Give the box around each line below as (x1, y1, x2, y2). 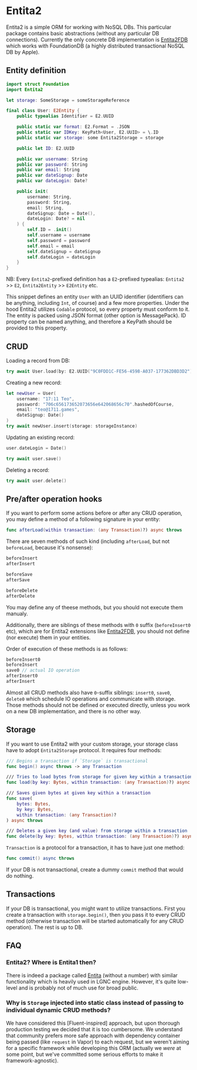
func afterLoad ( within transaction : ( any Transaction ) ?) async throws (6, 527, 182, 533)
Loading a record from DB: (6, 357, 70, 364)
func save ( (6, 796, 33, 801)
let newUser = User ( (6, 390, 57, 396)
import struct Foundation (6, 81, 69, 87)
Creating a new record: (6, 379, 62, 386)
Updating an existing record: (6, 434, 75, 441)
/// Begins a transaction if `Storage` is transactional (6, 758, 148, 764)
